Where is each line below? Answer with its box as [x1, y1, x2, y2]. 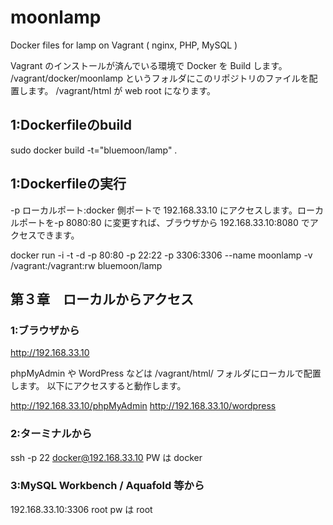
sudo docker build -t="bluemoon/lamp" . [10, 144, 178, 156]
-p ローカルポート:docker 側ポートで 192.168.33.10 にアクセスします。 [10, 204, 298, 216]
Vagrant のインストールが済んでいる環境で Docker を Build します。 [10, 59, 288, 71]
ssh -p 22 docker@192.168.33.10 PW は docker [10, 451, 203, 463]
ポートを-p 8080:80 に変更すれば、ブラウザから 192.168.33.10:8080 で [18, 216, 310, 228]
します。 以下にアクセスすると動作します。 [10, 380, 187, 392]
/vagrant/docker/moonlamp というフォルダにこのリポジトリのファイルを [10, 72, 310, 84]
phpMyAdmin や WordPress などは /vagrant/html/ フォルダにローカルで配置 [10, 367, 322, 380]
